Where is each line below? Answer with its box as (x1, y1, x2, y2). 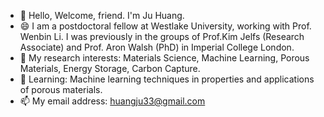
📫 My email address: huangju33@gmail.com (19, 95, 206, 107)
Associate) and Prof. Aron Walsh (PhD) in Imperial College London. (19, 41, 295, 53)
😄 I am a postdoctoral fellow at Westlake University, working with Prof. (19, 20, 312, 32)
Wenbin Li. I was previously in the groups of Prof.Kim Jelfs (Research (19, 31, 305, 42)
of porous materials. (19, 84, 103, 95)
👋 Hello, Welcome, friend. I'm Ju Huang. (19, 10, 185, 21)
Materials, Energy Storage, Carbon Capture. (19, 63, 201, 74)
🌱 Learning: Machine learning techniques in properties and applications (19, 73, 315, 85)
